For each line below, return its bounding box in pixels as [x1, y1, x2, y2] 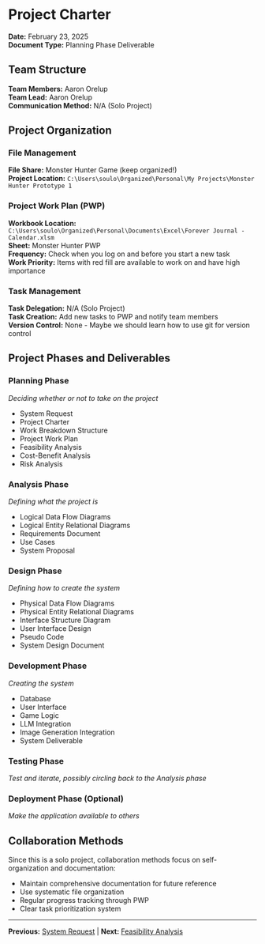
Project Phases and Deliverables [8, 352, 171, 365]
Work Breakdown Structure [19, 425, 108, 435]
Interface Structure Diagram [19, 615, 111, 625]
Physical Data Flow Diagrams [19, 598, 115, 608]
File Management [8, 148, 77, 159]
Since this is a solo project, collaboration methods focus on [8, 855, 201, 865]
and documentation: [50, 863, 116, 873]
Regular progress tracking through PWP [19, 896, 150, 905]
